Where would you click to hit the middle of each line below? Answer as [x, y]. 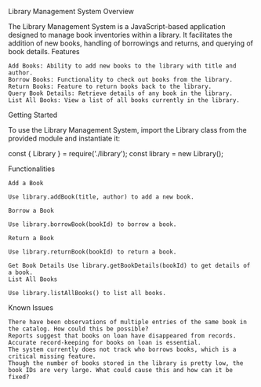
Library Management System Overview [71, 11]
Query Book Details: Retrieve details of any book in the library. [121, 93]
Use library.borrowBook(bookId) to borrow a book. [92, 225]
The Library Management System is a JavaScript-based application [117, 26]
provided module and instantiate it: [64, 138]
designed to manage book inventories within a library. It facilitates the [120, 35]
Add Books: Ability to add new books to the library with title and [122, 66]
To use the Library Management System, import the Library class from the [127, 130]
